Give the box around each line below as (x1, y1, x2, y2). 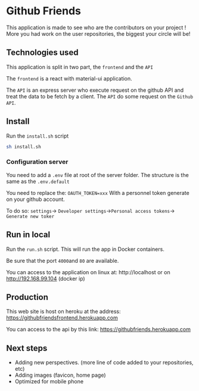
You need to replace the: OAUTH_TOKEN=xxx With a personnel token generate (6, 189, 189, 196)
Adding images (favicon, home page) (14, 371, 106, 379)
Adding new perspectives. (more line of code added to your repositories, (14, 359, 194, 366)
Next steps (6, 343, 48, 353)
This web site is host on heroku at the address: (6, 308, 121, 315)
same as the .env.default (6, 178, 70, 185)
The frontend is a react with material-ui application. (6, 75, 132, 82)
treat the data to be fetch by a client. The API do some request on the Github (6, 92, 194, 100)
